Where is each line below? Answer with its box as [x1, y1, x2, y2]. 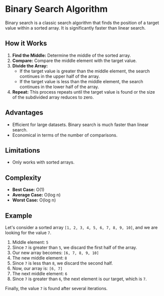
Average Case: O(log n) [12, 192, 61, 198]
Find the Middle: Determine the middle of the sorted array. [12, 52, 131, 58]
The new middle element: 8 [12, 255, 67, 261]
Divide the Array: [12, 63, 48, 68]
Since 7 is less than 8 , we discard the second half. [12, 260, 113, 266]
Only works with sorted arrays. [12, 159, 75, 165]
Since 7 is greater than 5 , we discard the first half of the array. [12, 245, 137, 250]
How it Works [5, 39, 47, 48]
